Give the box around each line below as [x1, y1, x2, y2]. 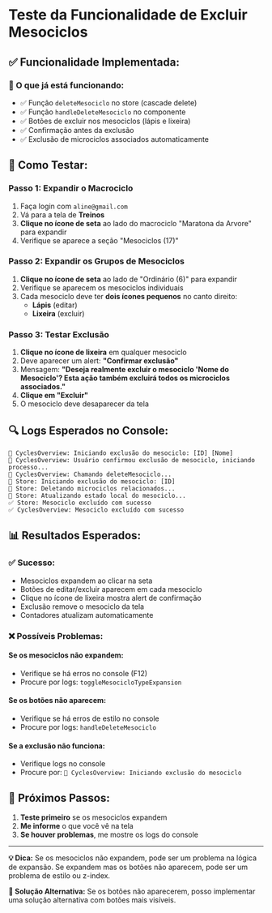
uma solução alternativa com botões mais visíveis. [8, 895, 176, 905]
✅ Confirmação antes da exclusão [19, 125, 134, 135]
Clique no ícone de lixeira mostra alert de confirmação [19, 593, 202, 602]
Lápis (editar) [32, 300, 79, 310]
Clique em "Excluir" [19, 391, 89, 401]
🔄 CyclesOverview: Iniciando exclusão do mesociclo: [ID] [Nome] [8, 448, 233, 457]
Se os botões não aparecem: [8, 696, 107, 705]
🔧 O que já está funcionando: [8, 79, 125, 91]
